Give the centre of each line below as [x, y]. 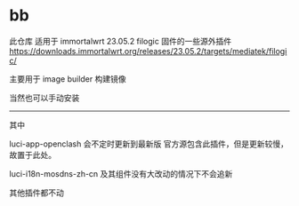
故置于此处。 [32, 154]
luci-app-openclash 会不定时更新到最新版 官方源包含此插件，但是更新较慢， [149, 144]
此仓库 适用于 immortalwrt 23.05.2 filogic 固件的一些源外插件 [121, 41]
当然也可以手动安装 [44, 98]
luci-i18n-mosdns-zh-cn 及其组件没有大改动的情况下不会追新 [121, 173]
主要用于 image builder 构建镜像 [68, 79]
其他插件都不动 [36, 193]
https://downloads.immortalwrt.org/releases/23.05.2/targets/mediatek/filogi [148, 51]
